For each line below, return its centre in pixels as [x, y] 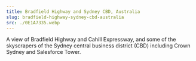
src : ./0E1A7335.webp [33, 23]
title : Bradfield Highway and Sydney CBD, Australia [73, 12]
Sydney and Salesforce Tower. [44, 52]
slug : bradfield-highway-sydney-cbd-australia [65, 17]
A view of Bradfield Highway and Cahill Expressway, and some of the [91, 40]
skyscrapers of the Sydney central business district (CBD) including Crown [98, 46]
